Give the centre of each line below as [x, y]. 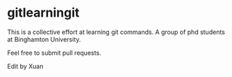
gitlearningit [43, 13]
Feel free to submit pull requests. [55, 53]
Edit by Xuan [25, 66]
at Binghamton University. [44, 39]
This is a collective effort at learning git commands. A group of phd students [116, 32]
